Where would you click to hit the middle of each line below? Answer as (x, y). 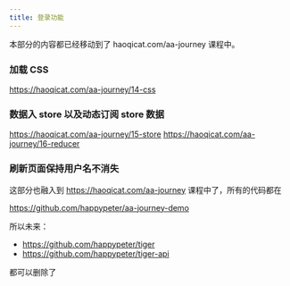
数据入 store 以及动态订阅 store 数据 (87, 114)
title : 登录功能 (37, 17)
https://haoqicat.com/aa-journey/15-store (86, 134)
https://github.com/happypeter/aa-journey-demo (99, 207)
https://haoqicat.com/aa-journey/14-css (83, 89)
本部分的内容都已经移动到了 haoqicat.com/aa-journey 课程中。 (124, 44)
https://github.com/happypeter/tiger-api (95, 253)
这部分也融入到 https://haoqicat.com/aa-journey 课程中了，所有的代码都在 (145, 189)
